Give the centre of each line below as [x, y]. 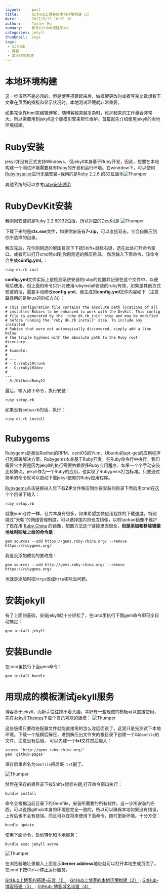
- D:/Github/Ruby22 [25, 381]
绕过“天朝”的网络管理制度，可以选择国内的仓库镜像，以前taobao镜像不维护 [81, 520]
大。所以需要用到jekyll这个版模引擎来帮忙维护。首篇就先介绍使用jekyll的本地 [83, 119]
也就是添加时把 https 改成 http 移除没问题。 [48, 579]
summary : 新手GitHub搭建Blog [37, 28]
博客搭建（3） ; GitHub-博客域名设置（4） [48, 886]
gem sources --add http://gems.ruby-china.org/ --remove [65, 565]
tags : [11, 42]
